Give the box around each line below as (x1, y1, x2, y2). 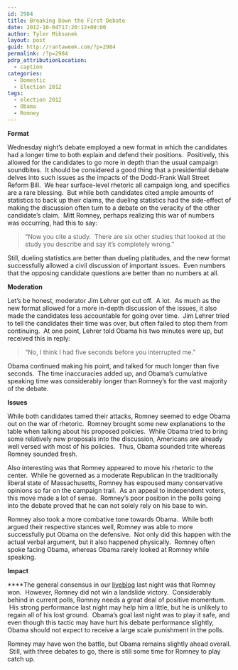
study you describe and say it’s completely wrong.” (24, 240, 175, 248)
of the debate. (7, 384, 49, 393)
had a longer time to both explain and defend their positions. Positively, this (7, 150, 229, 159)
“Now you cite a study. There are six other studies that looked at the (24, 232, 226, 240)
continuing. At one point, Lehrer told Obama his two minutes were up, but (7, 326, 224, 335)
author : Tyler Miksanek (7, 30, 78, 38)
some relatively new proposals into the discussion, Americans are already (7, 435, 223, 443)
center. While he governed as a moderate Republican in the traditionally (7, 471, 219, 479)
